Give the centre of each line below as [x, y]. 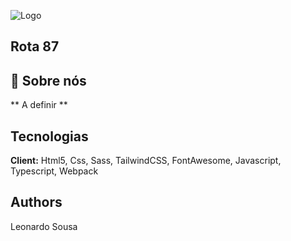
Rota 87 [35, 46]
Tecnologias [49, 136]
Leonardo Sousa [44, 226]
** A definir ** [39, 105]
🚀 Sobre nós [48, 80]
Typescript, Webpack [54, 171]
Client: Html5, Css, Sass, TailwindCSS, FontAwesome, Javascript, [146, 161]
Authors [36, 202]
